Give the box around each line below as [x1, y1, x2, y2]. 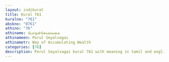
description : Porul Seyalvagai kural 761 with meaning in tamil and [5, 49, 152, 54]
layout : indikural [5, 7, 44, 12]
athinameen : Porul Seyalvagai [5, 35, 69, 40]
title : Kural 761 [5, 12, 42, 17]
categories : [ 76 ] [5, 44, 42, 49]
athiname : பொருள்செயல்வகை [5, 30, 60, 35]
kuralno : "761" [5, 16, 37, 21]
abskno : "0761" [5, 21, 37, 26]
